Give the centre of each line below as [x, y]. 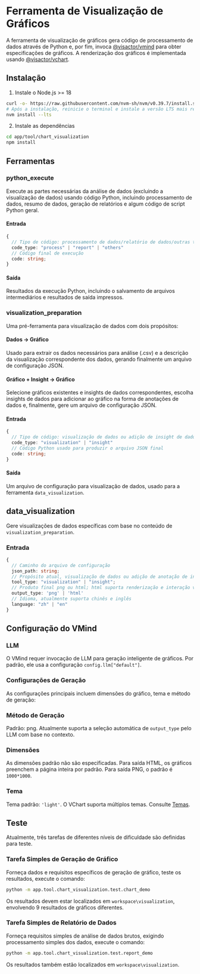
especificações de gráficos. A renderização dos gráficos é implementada [96, 53]
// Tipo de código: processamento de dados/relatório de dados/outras [101, 242]
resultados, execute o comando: [46, 878]
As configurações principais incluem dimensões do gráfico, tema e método [98, 693]
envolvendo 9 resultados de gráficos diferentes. [65, 907]
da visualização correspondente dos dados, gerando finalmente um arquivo [99, 359]
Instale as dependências [45, 126]
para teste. [19, 844]
